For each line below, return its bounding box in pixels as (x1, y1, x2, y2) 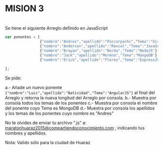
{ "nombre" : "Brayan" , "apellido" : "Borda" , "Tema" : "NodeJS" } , (39, 48, 160, 53)
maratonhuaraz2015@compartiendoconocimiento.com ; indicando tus (5, 125, 145, 131)
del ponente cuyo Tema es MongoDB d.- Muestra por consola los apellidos (5, 105, 155, 111)
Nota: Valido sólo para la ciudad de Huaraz (5, 140, 91, 146)
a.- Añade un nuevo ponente (5, 85, 62, 91)
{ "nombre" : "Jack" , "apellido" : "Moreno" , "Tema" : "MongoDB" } (39, 53, 158, 57)
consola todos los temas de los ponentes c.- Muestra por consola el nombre (5, 100, 158, 106)
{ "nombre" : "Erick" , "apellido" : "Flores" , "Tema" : (39, 57, 138, 62)
